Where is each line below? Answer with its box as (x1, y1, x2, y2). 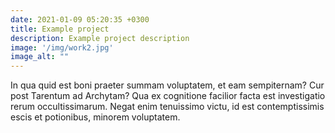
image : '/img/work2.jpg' (10, 42, 114, 53)
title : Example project (10, 24, 110, 34)
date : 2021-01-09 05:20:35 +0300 (10, 14, 150, 25)
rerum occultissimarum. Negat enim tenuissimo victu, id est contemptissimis (10, 101, 325, 113)
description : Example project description (10, 33, 190, 43)
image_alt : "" (10, 52, 70, 62)
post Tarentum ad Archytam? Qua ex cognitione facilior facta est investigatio (10, 90, 326, 102)
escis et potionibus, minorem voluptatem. (10, 111, 181, 123)
